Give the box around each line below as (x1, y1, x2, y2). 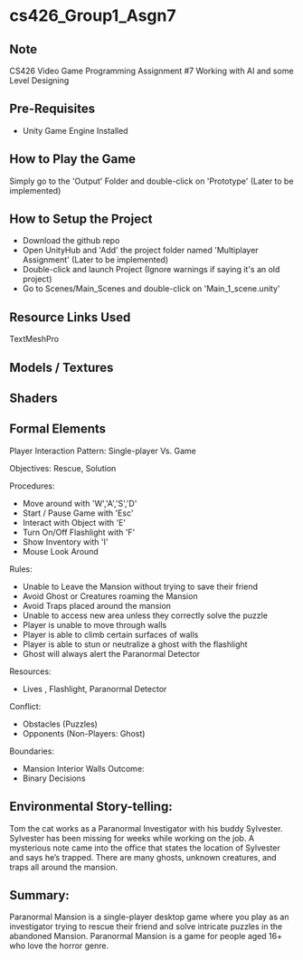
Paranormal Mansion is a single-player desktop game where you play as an (9, 911, 289, 923)
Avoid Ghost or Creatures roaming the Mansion (22, 590, 198, 602)
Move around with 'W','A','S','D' (22, 498, 137, 509)
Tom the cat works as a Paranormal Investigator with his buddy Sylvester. (9, 822, 283, 833)
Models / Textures (9, 359, 114, 375)
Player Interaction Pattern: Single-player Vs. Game (9, 445, 196, 456)
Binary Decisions (22, 773, 86, 784)
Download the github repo (22, 235, 120, 246)
